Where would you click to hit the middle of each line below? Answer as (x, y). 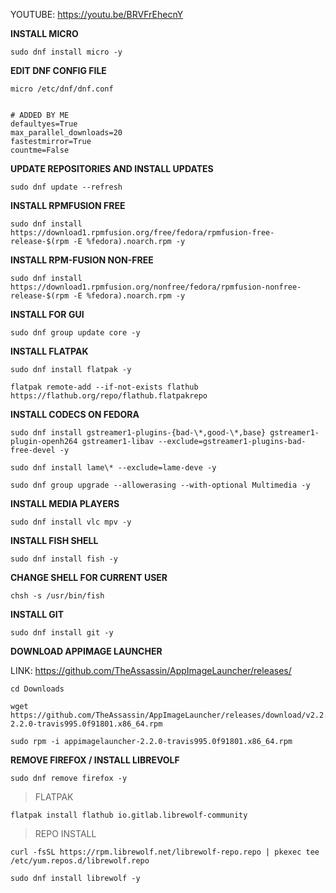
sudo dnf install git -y (62, 633)
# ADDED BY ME (40, 115)
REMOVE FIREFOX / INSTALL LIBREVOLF (95, 760)
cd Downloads (37, 689)
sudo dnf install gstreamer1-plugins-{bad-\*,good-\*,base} (138, 433)
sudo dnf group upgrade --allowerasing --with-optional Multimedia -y (160, 485)
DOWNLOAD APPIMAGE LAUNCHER (86, 651)
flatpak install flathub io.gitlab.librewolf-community (129, 815)
